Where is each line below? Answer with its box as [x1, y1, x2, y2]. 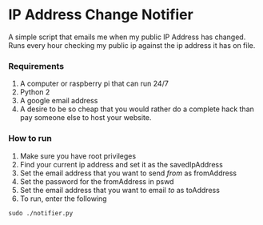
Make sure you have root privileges [19, 151, 137, 161]
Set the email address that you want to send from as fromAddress [19, 168, 237, 178]
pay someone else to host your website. [19, 113, 152, 123]
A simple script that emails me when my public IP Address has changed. [8, 32, 246, 42]
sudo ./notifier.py [8, 209, 74, 217]
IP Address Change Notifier [8, 6, 193, 24]
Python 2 [19, 87, 50, 97]
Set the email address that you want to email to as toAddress [19, 185, 220, 195]
